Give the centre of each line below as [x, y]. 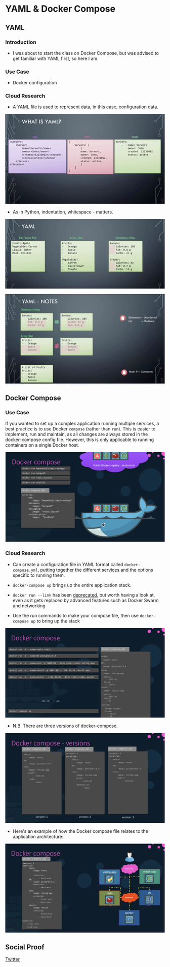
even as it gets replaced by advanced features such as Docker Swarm [86, 600]
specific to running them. [39, 575]
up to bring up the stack [55, 621]
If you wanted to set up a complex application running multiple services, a [82, 423]
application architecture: [38, 837]
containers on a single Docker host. [42, 445]
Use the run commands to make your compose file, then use [76, 615]
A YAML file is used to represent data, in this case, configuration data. [85, 107]
